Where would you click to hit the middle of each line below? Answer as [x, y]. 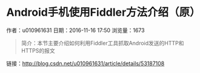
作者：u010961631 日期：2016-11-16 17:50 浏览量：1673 [75, 30]
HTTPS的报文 [38, 50]
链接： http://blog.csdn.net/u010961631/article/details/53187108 [85, 63]
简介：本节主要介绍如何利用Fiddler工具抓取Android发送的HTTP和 [102, 43]
